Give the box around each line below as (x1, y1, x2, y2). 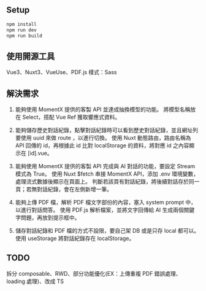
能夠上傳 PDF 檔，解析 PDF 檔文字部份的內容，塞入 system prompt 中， (15, 199, 196, 206)
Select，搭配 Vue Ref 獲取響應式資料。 (22, 114, 121, 121)
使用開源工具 (6, 51, 55, 61)
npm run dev (6, 27, 37, 33)
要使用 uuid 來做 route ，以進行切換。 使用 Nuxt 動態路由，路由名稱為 (15, 134, 191, 142)
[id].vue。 (27, 150, 53, 157)
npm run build (6, 33, 43, 39)
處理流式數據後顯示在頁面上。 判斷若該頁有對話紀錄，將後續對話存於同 (15, 178, 194, 185)
